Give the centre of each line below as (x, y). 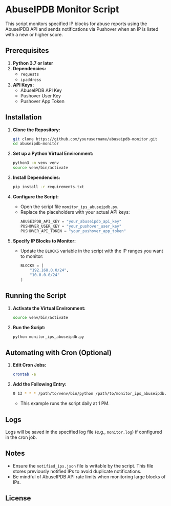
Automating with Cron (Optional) (58, 353)
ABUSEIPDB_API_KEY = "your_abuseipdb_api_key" (71, 221)
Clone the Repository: (36, 130)
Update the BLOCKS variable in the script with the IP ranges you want (92, 251)
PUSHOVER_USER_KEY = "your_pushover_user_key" (71, 226)
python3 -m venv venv (36, 163)
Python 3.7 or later (33, 63)
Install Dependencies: (36, 177)
